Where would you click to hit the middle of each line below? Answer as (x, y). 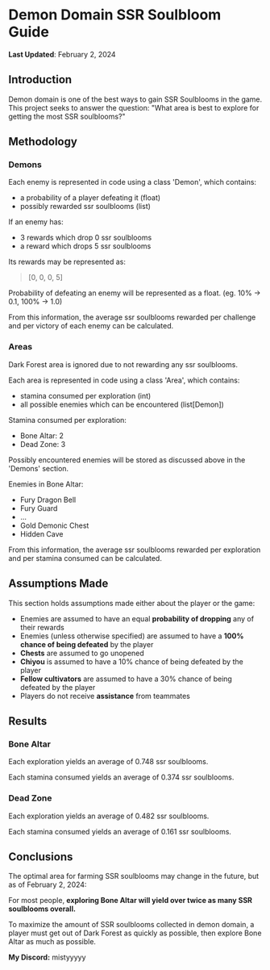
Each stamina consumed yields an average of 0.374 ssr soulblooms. (121, 777)
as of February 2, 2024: (48, 884)
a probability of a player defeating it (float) (90, 198)
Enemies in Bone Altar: (46, 484)
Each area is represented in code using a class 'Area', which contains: (124, 380)
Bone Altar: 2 (42, 435)
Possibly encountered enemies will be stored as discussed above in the (127, 460)
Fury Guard (39, 508)
